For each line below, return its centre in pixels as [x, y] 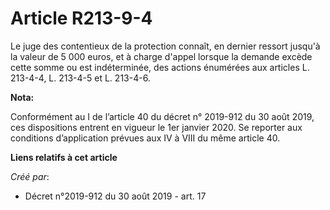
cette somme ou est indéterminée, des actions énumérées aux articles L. [160, 67]
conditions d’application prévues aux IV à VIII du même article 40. [145, 138]
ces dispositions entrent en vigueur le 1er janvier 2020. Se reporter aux [156, 127]
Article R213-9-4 [81, 18]
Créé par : [30, 176]
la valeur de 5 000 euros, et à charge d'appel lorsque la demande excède [161, 56]
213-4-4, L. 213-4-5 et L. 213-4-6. [80, 78]
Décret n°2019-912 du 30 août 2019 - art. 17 [115, 196]
